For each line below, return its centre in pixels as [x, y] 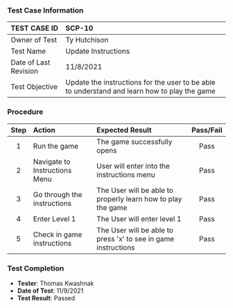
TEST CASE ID [35, 28]
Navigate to [52, 162]
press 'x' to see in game [136, 239]
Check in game [58, 234]
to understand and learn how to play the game [141, 91]
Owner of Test [34, 40]
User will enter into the [133, 166]
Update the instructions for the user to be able [141, 83]
